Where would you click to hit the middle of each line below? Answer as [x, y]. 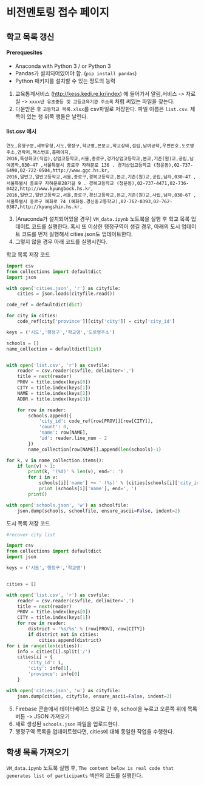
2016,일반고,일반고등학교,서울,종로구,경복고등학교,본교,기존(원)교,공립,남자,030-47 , [101, 177]
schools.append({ [50, 416]
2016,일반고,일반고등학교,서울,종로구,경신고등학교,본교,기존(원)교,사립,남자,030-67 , [101, 195]
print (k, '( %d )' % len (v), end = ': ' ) [76, 472]
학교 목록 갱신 [30, 37]
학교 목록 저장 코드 [28, 254]
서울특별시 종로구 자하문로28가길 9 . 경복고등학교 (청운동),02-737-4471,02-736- [98, 183]
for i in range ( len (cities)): [45, 646]
